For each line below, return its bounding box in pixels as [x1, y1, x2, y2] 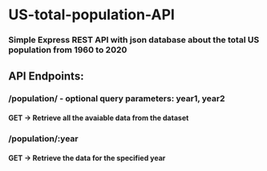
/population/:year [8, 132, 79, 144]
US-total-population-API [8, 6, 175, 24]
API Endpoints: [8, 69, 84, 83]
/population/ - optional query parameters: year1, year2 [8, 93, 225, 104]
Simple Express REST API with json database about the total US [8, 35, 260, 46]
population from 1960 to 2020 [8, 44, 127, 55]
